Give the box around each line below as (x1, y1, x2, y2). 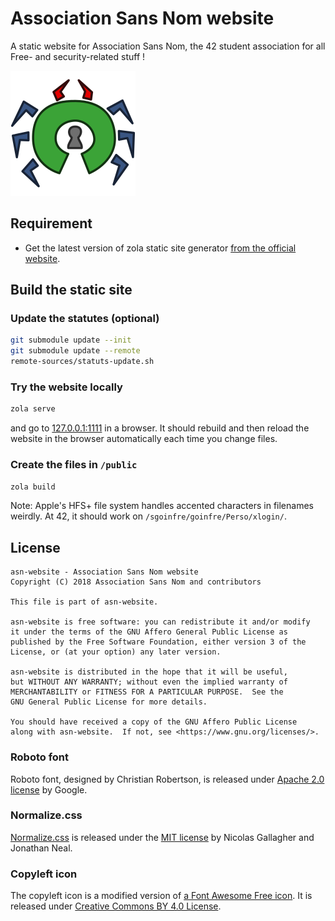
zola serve (10, 404, 56, 414)
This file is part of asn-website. (10, 597, 159, 607)
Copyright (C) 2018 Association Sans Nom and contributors (10, 577, 262, 587)
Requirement (10, 215, 93, 232)
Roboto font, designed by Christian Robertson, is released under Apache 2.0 (10, 773, 325, 785)
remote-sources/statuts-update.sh (10, 357, 155, 367)
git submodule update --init (10, 335, 132, 346)
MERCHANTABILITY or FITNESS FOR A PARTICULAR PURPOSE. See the (10, 687, 284, 697)
